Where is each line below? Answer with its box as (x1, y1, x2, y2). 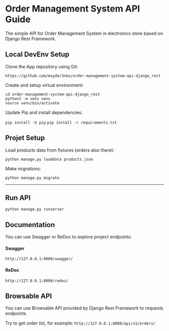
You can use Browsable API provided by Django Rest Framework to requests (5, 305, 163, 311)
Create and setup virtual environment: (5, 82, 84, 88)
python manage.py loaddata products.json (5, 157, 94, 162)
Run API (5, 193, 31, 202)
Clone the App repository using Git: (5, 63, 78, 69)
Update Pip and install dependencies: (5, 109, 83, 116)
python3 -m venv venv (5, 96, 51, 101)
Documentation (5, 220, 55, 229)
